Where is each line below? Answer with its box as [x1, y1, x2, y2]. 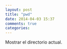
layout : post [5, 7, 32, 12]
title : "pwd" [5, 12, 32, 17]
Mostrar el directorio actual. [5, 39, 62, 45]
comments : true [5, 21, 37, 26]
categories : [5, 26, 30, 31]
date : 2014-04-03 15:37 [5, 16, 55, 21]
